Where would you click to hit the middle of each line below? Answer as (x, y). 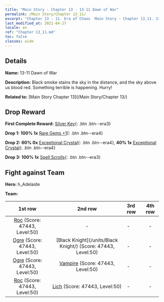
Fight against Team (35, 173)
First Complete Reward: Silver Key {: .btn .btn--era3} (58, 124)
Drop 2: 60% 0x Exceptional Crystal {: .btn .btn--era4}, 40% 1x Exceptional (81, 143)
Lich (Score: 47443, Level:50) (87, 286)
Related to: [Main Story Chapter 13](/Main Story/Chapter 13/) (66, 97)
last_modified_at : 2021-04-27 (36, 23)
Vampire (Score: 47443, (87, 264)
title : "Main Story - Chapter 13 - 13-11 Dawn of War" (62, 9)
